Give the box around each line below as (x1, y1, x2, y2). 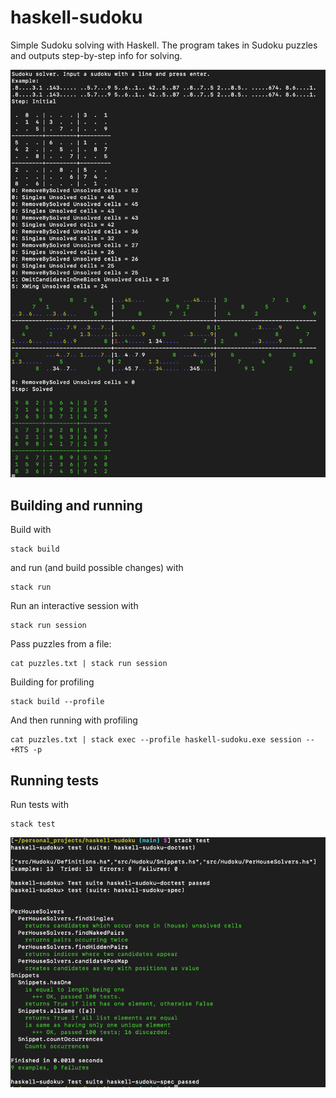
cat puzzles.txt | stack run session (10, 659, 168, 669)
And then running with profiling (10, 714, 138, 726)
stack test (10, 819, 56, 830)
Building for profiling (10, 676, 95, 688)
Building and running (10, 497, 143, 514)
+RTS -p (10, 745, 43, 755)
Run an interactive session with (10, 600, 139, 612)
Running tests (10, 772, 100, 789)
